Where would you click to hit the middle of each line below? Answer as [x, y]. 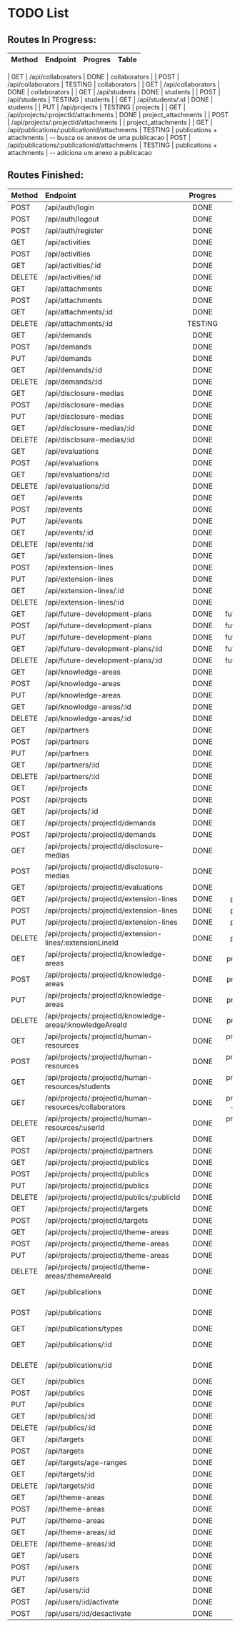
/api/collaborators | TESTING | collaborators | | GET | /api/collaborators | [114, 84]
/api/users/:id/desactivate [88, 1613]
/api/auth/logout [72, 219]
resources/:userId [75, 1127]
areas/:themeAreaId [79, 1276]
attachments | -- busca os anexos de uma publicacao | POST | [99, 138]
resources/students [78, 1086]
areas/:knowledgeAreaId [86, 1025]
